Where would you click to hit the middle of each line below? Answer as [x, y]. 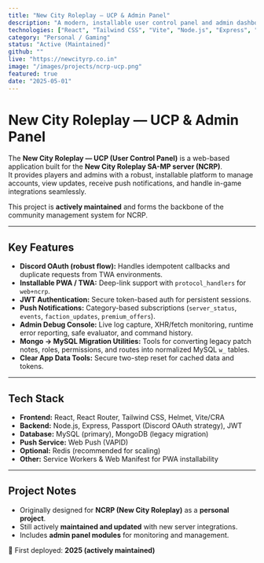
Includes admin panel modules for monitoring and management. [124, 535]
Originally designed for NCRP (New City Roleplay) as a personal [124, 510]
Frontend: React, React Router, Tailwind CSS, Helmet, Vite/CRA [122, 418]
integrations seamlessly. [47, 192]
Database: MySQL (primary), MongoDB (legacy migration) [114, 434]
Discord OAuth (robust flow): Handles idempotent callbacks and [125, 266]
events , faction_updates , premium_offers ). [87, 316]
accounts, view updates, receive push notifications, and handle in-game [125, 183]
